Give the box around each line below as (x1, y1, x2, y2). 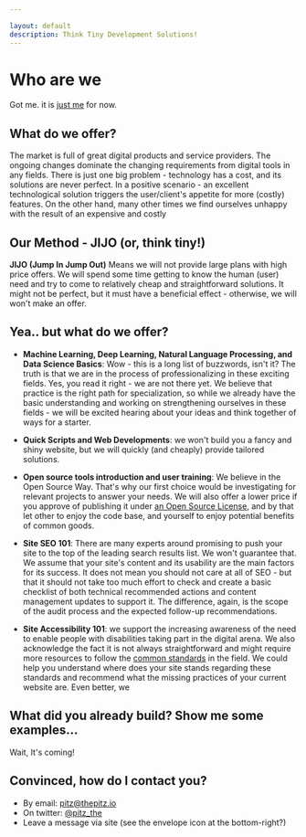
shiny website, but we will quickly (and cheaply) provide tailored (22, 444, 265, 455)
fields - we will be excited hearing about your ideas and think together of (22, 407, 297, 418)
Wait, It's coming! (9, 747, 75, 758)
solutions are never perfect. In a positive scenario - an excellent (9, 179, 249, 190)
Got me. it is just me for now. (9, 100, 117, 111)
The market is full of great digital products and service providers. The (9, 150, 271, 161)
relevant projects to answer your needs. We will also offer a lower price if (22, 491, 298, 502)
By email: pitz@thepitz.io (22, 797, 117, 809)
